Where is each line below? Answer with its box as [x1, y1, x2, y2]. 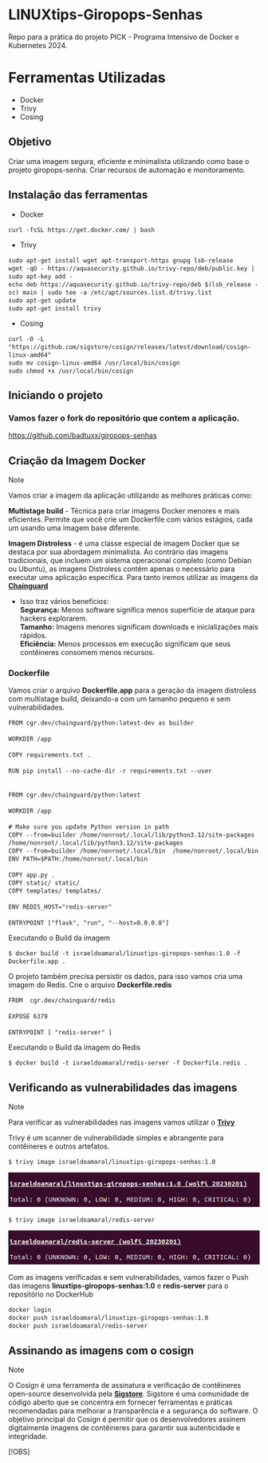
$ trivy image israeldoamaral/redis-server [8, 1216, 156, 1224]
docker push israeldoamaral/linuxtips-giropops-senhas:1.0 [8, 1314, 209, 1322]
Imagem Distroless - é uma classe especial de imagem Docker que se [8, 538, 240, 548]
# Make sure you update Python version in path [8, 823, 170, 831]
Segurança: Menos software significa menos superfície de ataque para [19, 606, 255, 614]
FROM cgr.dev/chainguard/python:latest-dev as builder [8, 719, 195, 727]
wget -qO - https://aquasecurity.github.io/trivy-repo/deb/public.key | [8, 264, 255, 273]
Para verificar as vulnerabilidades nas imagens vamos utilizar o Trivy [8, 1117, 235, 1127]
